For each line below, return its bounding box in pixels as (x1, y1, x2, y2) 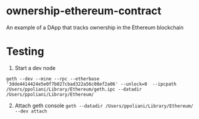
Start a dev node (14, 64, 56, 71)
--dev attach (14, 108, 48, 114)
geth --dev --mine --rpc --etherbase (6, 76, 100, 82)
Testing (6, 45, 45, 58)
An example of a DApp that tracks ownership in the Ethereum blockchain (6, 24, 184, 31)
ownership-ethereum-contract (6, 4, 162, 18)
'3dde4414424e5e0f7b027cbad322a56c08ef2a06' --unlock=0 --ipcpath (6, 81, 177, 87)
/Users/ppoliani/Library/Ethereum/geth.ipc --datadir (6, 86, 143, 92)
